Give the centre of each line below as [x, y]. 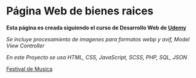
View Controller [26, 46]
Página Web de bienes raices [80, 11]
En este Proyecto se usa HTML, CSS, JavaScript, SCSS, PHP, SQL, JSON [97, 57]
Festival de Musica [29, 69]
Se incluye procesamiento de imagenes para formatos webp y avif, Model [98, 39]
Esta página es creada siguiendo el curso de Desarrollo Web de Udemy [96, 28]
